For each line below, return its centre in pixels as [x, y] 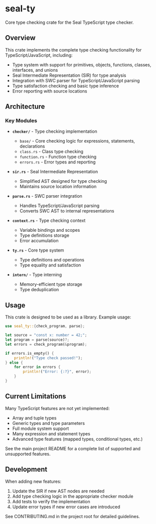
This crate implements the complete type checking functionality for [74, 50]
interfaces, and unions [35, 70]
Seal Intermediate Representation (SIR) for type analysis [69, 75]
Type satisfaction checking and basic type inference [66, 86]
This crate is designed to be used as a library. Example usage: [68, 317]
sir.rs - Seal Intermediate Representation [55, 172]
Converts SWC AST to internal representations [67, 211]
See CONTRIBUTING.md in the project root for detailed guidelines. [73, 516]
